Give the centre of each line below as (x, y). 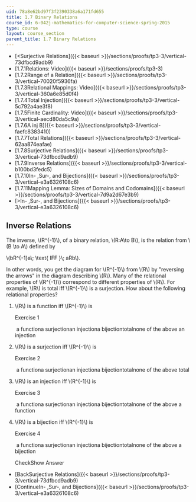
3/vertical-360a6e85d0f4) (47, 94)
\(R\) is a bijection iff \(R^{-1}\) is (54, 422)
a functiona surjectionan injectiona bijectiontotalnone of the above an (100, 329)
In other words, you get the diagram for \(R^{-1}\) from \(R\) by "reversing (95, 269)
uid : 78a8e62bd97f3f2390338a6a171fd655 (55, 12)
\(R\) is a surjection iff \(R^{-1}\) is (55, 347)
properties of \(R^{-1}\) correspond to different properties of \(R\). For (91, 282)
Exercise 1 (27, 317)
